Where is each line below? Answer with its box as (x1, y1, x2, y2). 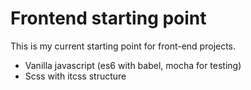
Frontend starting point (10, 7, 207, 30)
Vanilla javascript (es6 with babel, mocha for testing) (24, 59, 242, 71)
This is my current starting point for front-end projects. (10, 40, 237, 52)
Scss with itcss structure (24, 70, 127, 82)
